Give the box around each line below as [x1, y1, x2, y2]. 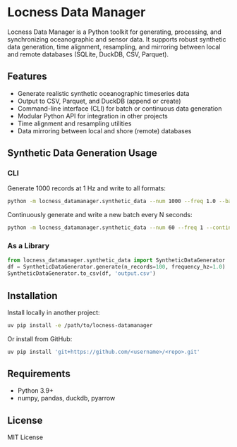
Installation [7, 290, 58, 302]
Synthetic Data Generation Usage [7, 147, 157, 159]
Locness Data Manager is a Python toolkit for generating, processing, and [7, 27, 222, 36]
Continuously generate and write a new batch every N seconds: [7, 211, 193, 219]
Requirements [7, 368, 71, 380]
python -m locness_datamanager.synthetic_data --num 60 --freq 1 [7, 224, 203, 231]
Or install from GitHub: [7, 334, 73, 343]
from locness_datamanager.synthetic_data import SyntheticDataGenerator [7, 257, 226, 264]
